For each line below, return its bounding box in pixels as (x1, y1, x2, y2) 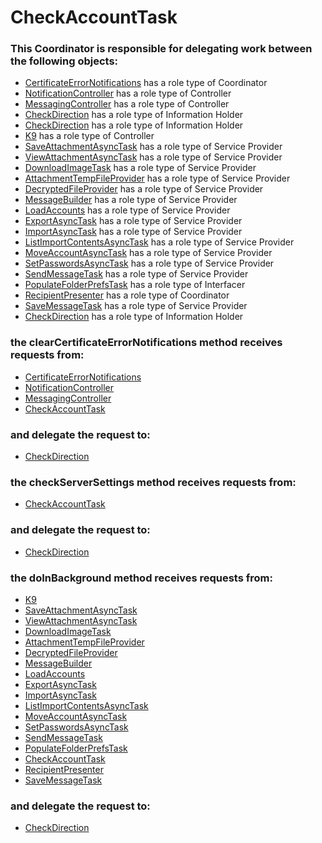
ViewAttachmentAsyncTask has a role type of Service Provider (24, 151, 283, 163)
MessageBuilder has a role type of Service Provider (24, 194, 238, 206)
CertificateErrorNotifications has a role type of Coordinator (24, 77, 268, 89)
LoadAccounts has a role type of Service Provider (24, 204, 231, 216)
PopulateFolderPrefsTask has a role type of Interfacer (24, 279, 246, 291)
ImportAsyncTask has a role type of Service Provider (24, 226, 243, 238)
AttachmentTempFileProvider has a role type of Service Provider (24, 172, 291, 185)
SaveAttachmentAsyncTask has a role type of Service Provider (24, 141, 283, 153)
